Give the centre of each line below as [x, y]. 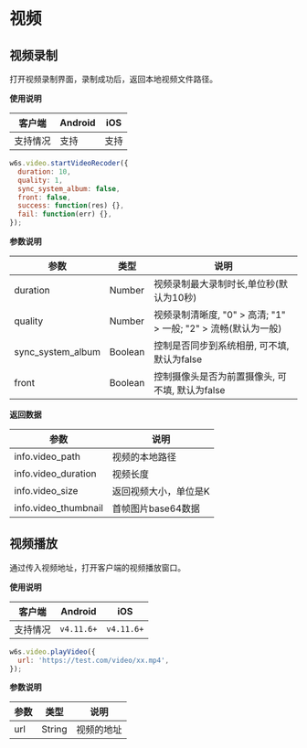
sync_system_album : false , [69, 188]
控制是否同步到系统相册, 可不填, [222, 346]
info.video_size [46, 491]
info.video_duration [55, 474]
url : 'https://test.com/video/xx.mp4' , [94, 660]
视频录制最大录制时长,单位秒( [217, 284]
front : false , [44, 198]
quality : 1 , [41, 180]
